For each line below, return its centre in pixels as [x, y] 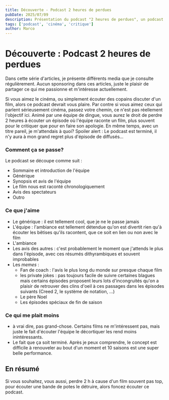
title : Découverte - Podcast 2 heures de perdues [59, 10]
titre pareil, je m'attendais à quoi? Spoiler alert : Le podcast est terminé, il [81, 131]
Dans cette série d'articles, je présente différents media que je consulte [79, 78]
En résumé [22, 369]
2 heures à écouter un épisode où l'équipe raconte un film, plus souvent [80, 121]
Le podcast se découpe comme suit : [44, 161]
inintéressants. [28, 337]
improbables [25, 259]
